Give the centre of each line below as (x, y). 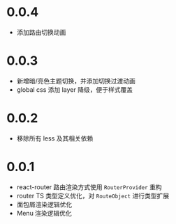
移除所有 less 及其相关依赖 (55, 138)
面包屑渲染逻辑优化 (44, 204)
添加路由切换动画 (41, 32)
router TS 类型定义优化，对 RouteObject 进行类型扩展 (93, 195)
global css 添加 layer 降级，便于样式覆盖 (75, 89)
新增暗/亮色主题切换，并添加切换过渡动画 (76, 81)
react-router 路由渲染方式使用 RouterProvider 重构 (89, 187)
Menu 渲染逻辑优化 (44, 213)
